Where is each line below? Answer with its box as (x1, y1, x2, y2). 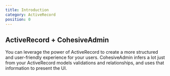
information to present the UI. (5, 65, 67, 71)
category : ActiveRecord (5, 12, 56, 17)
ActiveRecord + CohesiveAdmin (5, 35, 109, 44)
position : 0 (5, 17, 31, 22)
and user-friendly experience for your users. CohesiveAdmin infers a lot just (5, 54, 165, 61)
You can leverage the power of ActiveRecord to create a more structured (5, 49, 158, 55)
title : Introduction (5, 7, 50, 13)
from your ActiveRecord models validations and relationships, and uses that (5, 60, 164, 66)
